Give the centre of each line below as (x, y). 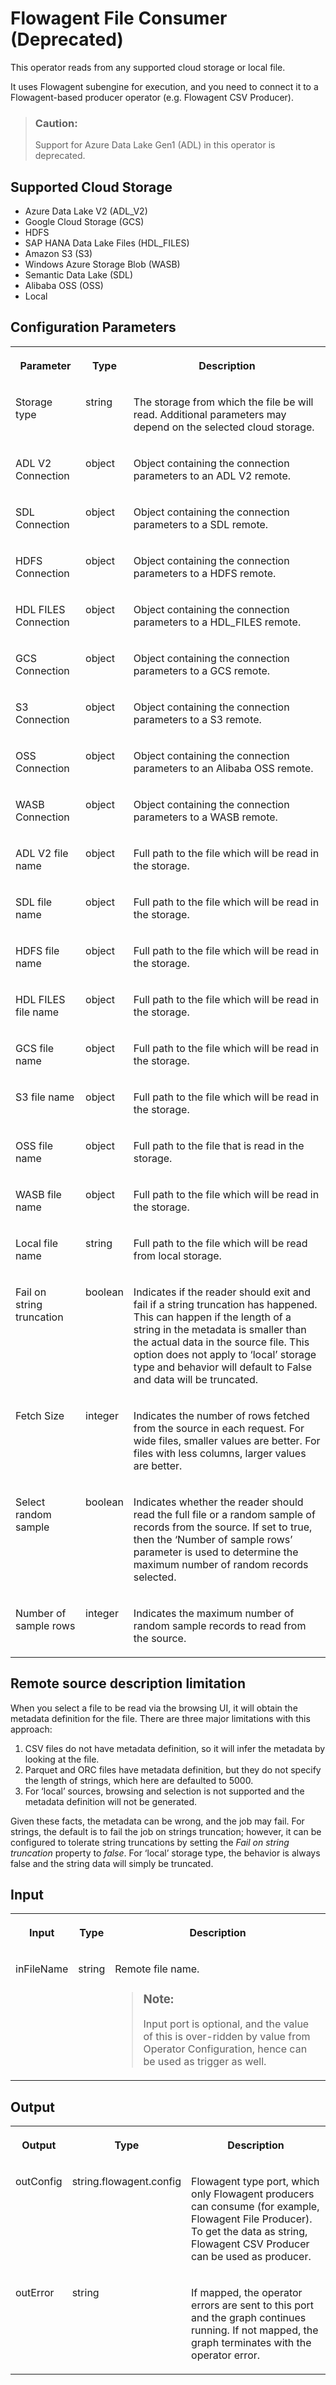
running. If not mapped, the (255, 2330)
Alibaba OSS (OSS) (64, 286)
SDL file (34, 902)
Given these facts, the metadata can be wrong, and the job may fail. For (157, 1821)
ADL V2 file (42, 853)
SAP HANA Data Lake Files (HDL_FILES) (107, 243)
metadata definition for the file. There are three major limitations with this (160, 1718)
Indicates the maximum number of (214, 1613)
